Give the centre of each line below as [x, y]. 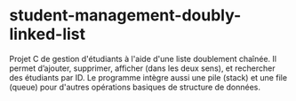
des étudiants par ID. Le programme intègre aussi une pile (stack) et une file [148, 77]
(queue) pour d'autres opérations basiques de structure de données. [135, 87]
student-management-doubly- [125, 16]
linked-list [48, 34]
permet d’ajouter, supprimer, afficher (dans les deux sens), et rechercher [142, 68]
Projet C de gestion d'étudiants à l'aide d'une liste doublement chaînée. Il [143, 58]
